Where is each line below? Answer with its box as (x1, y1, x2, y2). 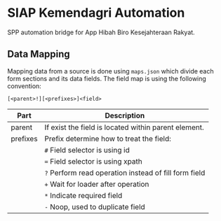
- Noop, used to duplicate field (44, 201, 145, 211)
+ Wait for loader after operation (44, 179, 149, 189)
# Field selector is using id (44, 145, 130, 155)
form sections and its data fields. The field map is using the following (7, 74, 207, 83)
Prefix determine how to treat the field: (44, 134, 172, 143)
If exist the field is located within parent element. (44, 122, 205, 132)
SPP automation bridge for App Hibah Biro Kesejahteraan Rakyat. (7, 28, 195, 36)
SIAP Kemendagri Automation (7, 5, 185, 21)
